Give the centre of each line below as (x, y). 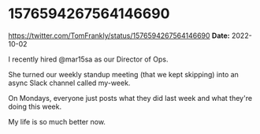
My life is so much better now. (57, 121)
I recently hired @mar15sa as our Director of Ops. (88, 59)
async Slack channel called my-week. (69, 83)
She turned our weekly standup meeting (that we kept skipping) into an (123, 74)
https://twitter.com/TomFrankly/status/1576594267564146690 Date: (119, 35)
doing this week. (35, 106)
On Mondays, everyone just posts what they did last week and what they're (130, 98)
